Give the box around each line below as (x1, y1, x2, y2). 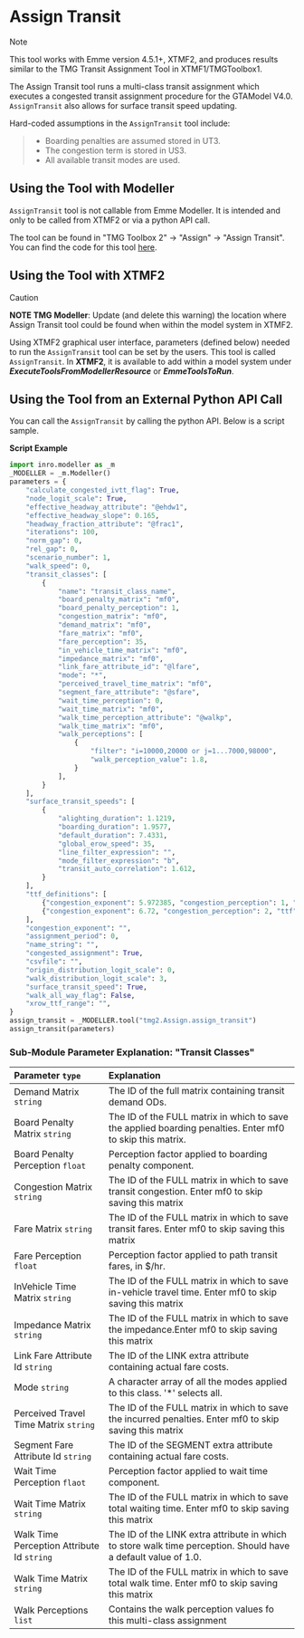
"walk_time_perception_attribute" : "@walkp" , (57, 713, 233, 722)
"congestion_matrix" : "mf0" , (57, 612, 168, 621)
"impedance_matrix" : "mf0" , (57, 654, 165, 663)
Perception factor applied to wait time (108, 1465, 269, 1478)
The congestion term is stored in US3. (44, 145, 187, 156)
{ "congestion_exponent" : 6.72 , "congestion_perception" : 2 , (42, 906, 273, 915)
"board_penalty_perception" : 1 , (57, 604, 180, 613)
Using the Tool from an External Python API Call (9, 391, 283, 407)
